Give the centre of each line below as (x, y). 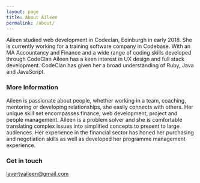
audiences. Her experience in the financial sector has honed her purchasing (100, 132)
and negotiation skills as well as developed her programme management (96, 139)
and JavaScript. (26, 72)
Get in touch (25, 161)
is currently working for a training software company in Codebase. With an (98, 46)
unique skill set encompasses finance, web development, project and (92, 113)
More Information (32, 88)
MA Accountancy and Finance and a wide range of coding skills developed (99, 53)
